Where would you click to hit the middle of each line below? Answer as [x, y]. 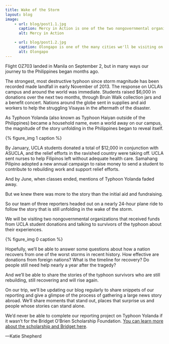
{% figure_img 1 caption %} [33, 138]
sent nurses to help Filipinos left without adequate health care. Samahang [81, 158]
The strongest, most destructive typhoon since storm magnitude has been [82, 81]
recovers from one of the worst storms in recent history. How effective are [82, 254]
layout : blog [19, 15]
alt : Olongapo [33, 52]
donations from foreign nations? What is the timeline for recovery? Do [77, 260]
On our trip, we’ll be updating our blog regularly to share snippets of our [80, 290]
